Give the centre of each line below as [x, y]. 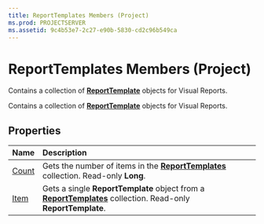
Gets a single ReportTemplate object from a [123, 189]
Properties [35, 130]
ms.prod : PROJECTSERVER [47, 23]
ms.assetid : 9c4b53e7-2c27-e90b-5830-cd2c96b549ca [93, 30]
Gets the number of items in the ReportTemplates [134, 166]
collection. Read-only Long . [94, 176]
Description [65, 152]
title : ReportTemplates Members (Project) [79, 15]
